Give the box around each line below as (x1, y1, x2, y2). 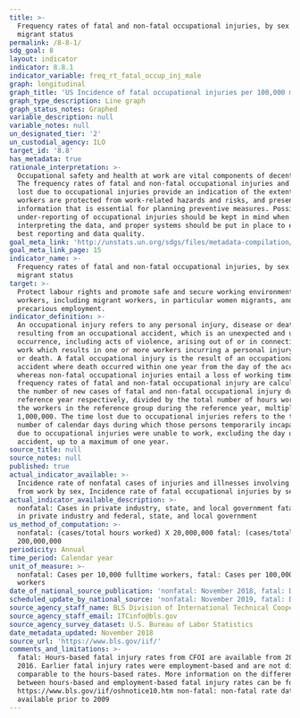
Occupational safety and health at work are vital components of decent (17, 171, 294, 180)
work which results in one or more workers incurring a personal (17, 345, 266, 354)
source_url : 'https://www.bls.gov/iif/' (9, 637, 162, 646)
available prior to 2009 (17, 695, 110, 704)
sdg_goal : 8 (9, 46, 54, 55)
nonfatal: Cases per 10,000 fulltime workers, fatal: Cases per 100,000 (17, 570, 294, 579)
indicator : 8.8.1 (9, 63, 74, 72)
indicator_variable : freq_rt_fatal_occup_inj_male (9, 72, 202, 80)
